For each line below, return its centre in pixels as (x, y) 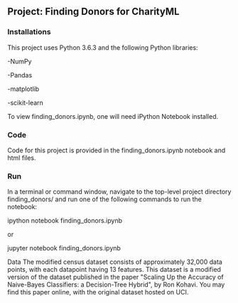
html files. (22, 158)
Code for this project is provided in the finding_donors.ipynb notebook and (117, 150)
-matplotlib (23, 89)
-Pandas (20, 75)
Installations (29, 32)
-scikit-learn (26, 102)
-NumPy (20, 61)
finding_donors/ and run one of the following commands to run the (105, 199)
